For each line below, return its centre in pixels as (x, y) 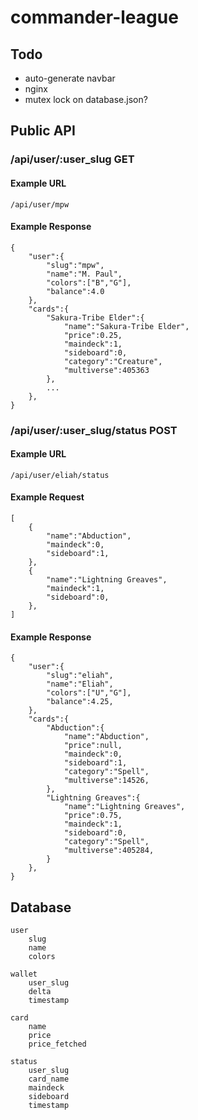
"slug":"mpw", (75, 265)
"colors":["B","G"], (89, 282)
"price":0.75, (93, 816)
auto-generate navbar (70, 78)
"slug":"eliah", (80, 676)
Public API (43, 131)
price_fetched (57, 1044)
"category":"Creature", (113, 361)
